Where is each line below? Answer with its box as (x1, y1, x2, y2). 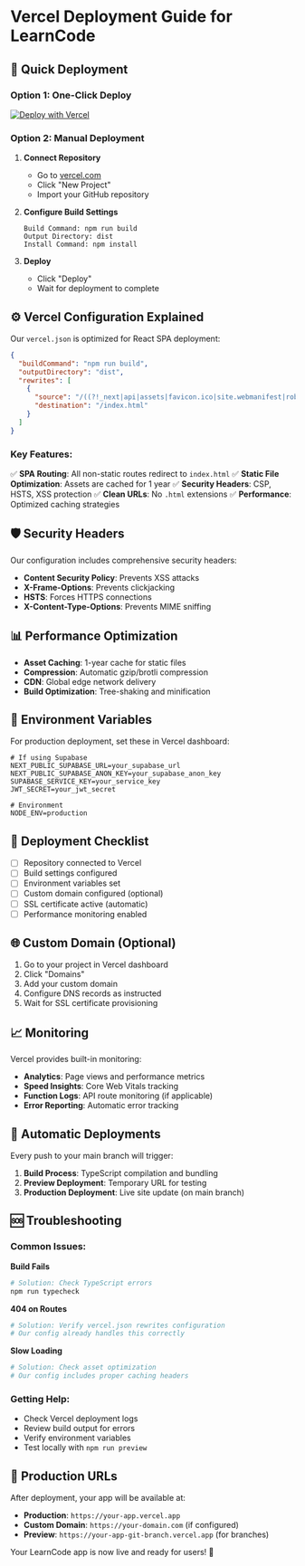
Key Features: (10, 448, 73, 460)
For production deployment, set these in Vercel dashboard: (10, 736, 230, 747)
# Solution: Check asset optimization (10, 1363, 157, 1372)
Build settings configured (23, 868, 118, 878)
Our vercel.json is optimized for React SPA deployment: (10, 333, 221, 344)
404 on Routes (10, 1303, 67, 1314)
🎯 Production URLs (10, 1468, 119, 1484)
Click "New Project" (36, 179, 111, 191)
